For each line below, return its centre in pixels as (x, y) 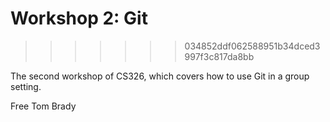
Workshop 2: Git (79, 18)
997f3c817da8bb (219, 56)
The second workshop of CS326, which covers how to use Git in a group (160, 76)
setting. (26, 86)
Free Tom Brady (43, 106)
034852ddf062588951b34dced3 (252, 46)
